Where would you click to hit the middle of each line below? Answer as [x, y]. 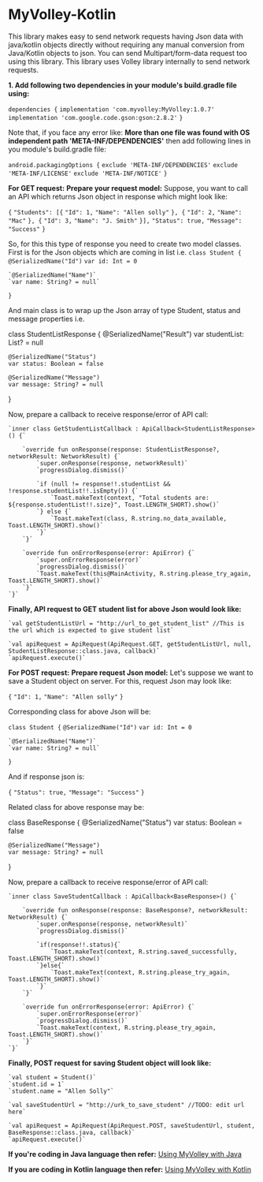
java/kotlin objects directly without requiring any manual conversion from [126, 44]
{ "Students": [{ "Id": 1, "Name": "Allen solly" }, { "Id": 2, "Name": [125, 212]
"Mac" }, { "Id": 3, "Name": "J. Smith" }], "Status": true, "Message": [125, 221]
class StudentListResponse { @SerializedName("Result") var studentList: [126, 334]
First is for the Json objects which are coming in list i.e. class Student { [125, 252]
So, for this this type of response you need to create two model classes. [125, 244]
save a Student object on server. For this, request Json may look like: [120, 680]
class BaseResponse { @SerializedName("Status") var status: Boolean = [125, 822]
